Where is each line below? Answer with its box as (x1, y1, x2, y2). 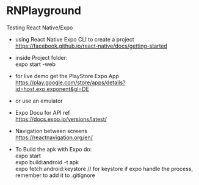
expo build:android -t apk (15, 158, 79, 165)
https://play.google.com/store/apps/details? (15, 79, 126, 86)
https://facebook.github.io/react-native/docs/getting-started (15, 42, 168, 49)
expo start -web (15, 60, 56, 68)
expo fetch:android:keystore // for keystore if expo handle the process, (15, 165, 194, 172)
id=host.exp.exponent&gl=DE (15, 85, 90, 92)
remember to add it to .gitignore (15, 172, 96, 179)
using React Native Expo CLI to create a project (15, 35, 134, 43)
